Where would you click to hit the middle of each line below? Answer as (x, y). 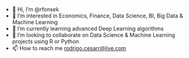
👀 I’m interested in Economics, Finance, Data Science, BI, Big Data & (98, 16)
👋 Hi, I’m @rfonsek (35, 9)
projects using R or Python (45, 41)
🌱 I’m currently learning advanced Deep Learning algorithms (88, 28)
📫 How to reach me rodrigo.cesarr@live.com (69, 48)
